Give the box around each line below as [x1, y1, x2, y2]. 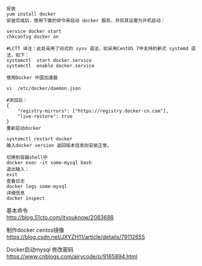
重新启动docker [6, 125, 42, 131]
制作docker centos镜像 [6, 226, 64, 234]
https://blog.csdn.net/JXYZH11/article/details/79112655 [6, 234, 146, 240]
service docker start [6, 28, 62, 34]
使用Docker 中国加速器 [6, 75, 58, 81]
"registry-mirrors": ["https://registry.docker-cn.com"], [17, 108, 169, 114]
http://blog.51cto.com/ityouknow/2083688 [6, 214, 114, 221]
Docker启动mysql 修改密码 [6, 246, 74, 253]
